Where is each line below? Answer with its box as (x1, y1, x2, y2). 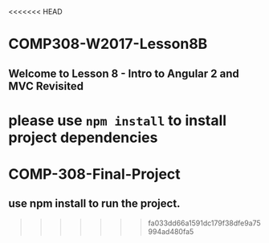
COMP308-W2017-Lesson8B (8, 35, 208, 53)
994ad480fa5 (148, 226, 194, 236)
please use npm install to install (8, 111, 227, 129)
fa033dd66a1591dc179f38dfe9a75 (148, 218, 261, 228)
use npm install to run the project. (8, 196, 181, 211)
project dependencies (8, 128, 158, 147)
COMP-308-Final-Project (8, 164, 181, 183)
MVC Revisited (8, 79, 84, 93)
